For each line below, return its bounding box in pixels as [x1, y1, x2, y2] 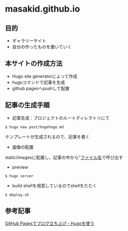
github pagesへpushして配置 [12, 85, 70, 91]
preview [12, 164, 28, 170]
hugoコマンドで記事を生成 [12, 79, 65, 85]
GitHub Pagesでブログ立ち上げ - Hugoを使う [5, 220, 95, 227]
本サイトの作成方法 [5, 59, 63, 68]
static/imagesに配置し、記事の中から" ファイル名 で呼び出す [5, 154, 124, 160]
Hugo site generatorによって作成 [12, 73, 78, 79]
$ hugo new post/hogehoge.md [5, 124, 64, 129]
